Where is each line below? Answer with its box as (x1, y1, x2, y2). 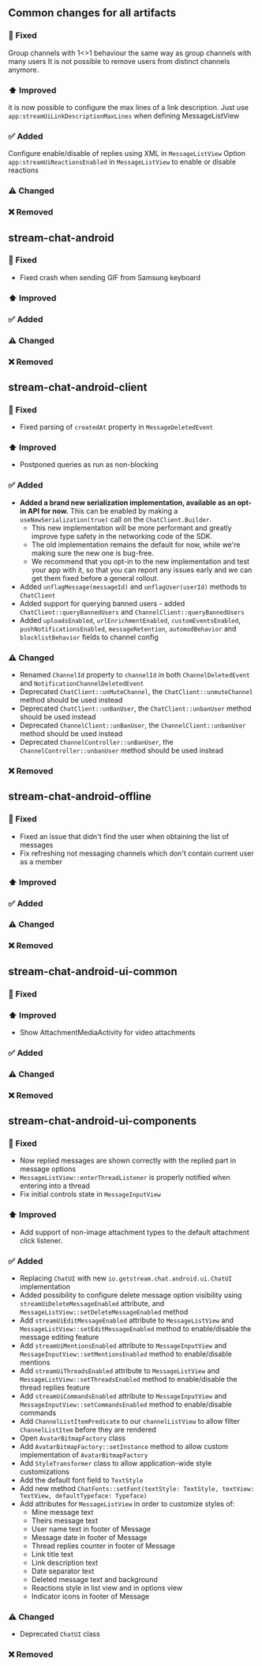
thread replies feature (19, 1383, 91, 1392)
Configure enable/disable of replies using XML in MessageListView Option (8, 149, 246, 158)
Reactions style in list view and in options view (31, 1583, 183, 1593)
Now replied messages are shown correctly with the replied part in (19, 1156, 237, 1166)
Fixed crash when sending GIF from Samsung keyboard (19, 272, 201, 282)
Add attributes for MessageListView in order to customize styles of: (19, 1499, 235, 1509)
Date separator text (31, 1566, 95, 1576)
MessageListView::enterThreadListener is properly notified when (19, 1173, 230, 1182)
